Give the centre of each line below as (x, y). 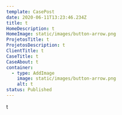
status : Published (29, 90)
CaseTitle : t (22, 56)
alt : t (25, 84)
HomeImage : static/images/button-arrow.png (61, 34)
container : (20, 67)
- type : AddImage (33, 73)
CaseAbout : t (22, 62)
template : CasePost (30, 12)
